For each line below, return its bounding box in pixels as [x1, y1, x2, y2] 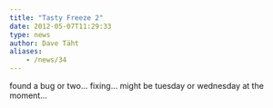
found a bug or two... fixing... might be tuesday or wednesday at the [9, 81, 264, 91]
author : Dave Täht [9, 38, 79, 48]
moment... [9, 90, 48, 101]
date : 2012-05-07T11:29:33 [9, 22, 112, 31]
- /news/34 [25, 55, 67, 64]
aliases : [9, 47, 43, 56]
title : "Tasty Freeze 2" [9, 13, 104, 23]
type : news [9, 30, 51, 39]
